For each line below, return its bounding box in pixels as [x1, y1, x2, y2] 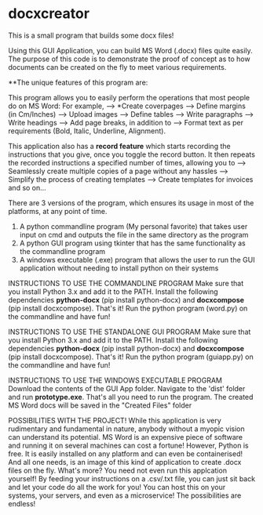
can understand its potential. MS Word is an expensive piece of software [8, 432, 243, 441]
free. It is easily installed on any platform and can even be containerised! [8, 448, 243, 459]
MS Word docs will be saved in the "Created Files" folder [8, 401, 192, 410]
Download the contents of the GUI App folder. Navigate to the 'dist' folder [8, 383, 246, 393]
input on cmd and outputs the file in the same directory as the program [19, 230, 249, 239]
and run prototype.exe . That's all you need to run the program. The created [8, 392, 254, 401]
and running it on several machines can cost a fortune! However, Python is [8, 441, 249, 450]
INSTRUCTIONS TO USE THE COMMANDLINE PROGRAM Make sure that [8, 278, 244, 288]
